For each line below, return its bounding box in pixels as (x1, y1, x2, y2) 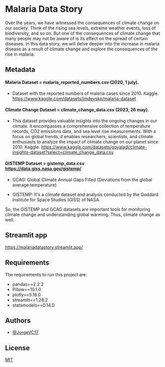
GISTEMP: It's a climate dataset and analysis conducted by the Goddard (12, 191, 159, 197)
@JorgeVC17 (12, 330, 38, 335)
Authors (5, 316, 31, 325)
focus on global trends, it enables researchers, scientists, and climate (12, 133, 154, 139)
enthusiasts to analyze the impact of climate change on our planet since (12, 139, 159, 145)
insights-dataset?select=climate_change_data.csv (12, 149, 114, 155)
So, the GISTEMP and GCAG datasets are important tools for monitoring (5, 206, 150, 212)
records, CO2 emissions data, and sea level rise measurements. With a (12, 128, 156, 134)
